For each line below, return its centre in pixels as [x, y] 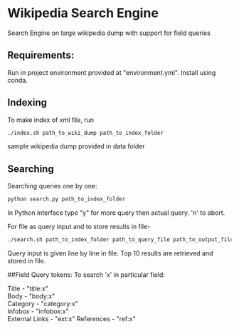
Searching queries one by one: [52, 186]
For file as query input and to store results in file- [79, 227]
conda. [18, 80]
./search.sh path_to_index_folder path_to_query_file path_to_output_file [121, 240]
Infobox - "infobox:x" [38, 311]
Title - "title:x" [28, 288]
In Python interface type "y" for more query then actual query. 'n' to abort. [116, 213]
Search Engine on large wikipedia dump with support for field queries [109, 33]
